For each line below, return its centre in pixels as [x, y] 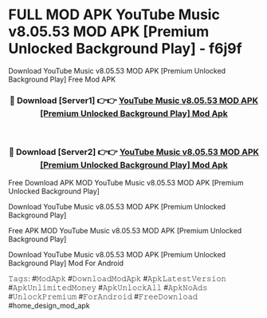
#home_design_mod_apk [49, 305]
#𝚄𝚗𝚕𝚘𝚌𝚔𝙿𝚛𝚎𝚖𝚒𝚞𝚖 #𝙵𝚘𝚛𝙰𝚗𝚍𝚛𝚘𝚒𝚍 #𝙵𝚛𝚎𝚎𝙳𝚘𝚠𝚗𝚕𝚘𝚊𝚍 [103, 296]
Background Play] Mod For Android [66, 263]
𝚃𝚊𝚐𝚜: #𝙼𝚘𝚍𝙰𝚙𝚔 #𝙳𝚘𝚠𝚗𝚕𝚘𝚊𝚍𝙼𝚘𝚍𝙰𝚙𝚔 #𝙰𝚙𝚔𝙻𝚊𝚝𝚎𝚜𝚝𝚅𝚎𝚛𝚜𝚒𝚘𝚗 [118, 278]
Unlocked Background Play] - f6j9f [125, 49]
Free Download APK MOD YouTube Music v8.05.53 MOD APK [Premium [126, 182]
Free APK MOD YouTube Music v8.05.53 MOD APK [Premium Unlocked [125, 230]
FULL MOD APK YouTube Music [114, 15]
